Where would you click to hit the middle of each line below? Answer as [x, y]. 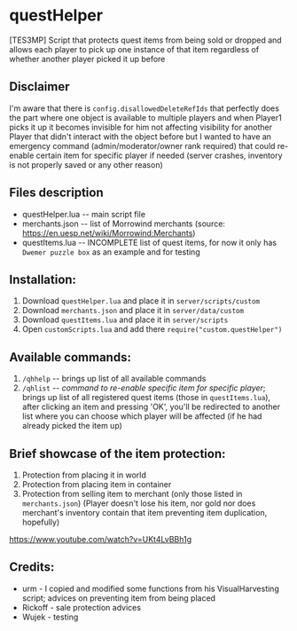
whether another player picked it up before [87, 59]
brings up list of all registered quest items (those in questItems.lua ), [146, 398]
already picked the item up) [72, 426]
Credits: [32, 568]
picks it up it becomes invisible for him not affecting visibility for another [141, 127]
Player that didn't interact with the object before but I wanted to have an [141, 136]
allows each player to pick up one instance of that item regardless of [134, 49]
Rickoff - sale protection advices [82, 607]
